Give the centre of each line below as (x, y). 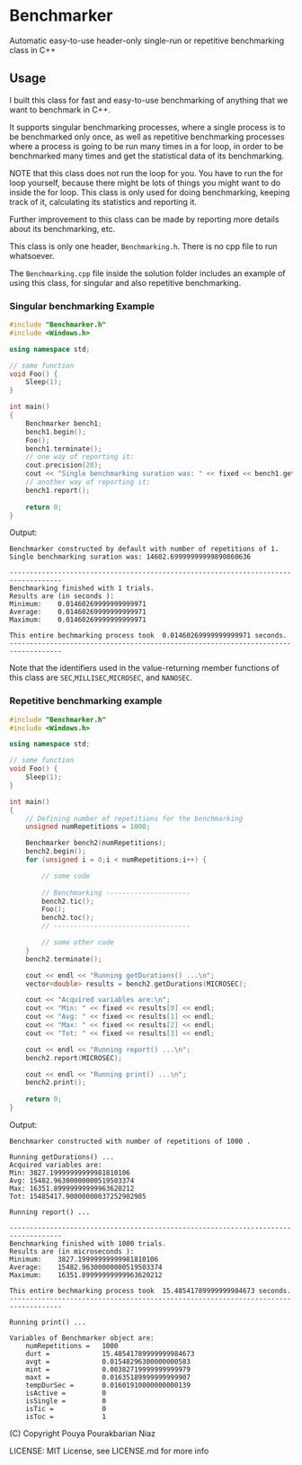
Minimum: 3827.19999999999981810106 (84, 1259)
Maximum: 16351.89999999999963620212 (86, 1275)
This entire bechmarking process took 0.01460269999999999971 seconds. (148, 636)
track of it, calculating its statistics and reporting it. (103, 201)
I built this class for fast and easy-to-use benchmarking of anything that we (149, 100)
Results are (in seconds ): (62, 596)
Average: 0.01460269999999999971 (78, 612)
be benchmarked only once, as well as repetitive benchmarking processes (147, 137)
